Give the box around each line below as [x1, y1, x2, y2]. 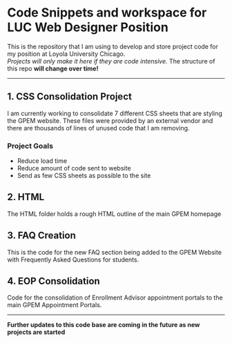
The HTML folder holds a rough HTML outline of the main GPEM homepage [7, 209, 222, 218]
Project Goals [7, 141, 54, 150]
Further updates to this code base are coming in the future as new [7, 321, 200, 329]
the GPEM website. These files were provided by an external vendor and [7, 116, 213, 125]
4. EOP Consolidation [7, 275, 100, 287]
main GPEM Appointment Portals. [7, 301, 102, 309]
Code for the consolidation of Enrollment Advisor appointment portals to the [7, 293, 223, 302]
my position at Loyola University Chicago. [7, 50, 126, 58]
